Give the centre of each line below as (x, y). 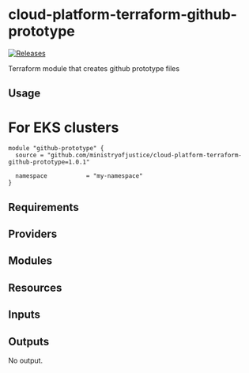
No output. (26, 360)
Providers (33, 234)
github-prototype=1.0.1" (49, 162)
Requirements (43, 207)
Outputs (29, 341)
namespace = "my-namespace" (79, 176)
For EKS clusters (64, 127)
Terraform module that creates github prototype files (94, 68)
